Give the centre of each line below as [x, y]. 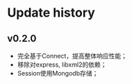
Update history [51, 13]
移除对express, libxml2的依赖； [62, 65]
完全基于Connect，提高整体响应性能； [72, 56]
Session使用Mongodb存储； [58, 73]
